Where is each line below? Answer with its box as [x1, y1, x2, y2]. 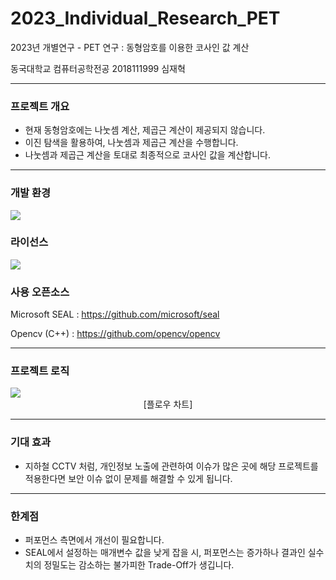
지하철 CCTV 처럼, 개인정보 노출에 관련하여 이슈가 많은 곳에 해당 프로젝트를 [24, 460, 319, 472]
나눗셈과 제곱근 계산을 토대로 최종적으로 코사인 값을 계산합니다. [24, 149, 272, 161]
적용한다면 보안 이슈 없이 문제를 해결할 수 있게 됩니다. [24, 472, 233, 484]
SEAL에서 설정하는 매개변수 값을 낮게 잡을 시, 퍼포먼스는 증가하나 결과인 [24, 547, 306, 559]
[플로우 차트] [143, 398, 193, 411]
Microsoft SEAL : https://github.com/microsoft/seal [10, 308, 220, 321]
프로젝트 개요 [10, 99, 70, 113]
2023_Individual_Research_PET [10, 7, 281, 30]
